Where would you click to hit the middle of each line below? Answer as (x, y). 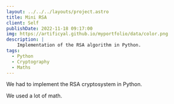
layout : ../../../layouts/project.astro (58, 12)
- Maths (21, 67)
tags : (13, 51)
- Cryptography (31, 62)
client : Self (23, 23)
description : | (25, 39)
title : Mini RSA (26, 17)
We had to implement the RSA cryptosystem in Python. (74, 84)
